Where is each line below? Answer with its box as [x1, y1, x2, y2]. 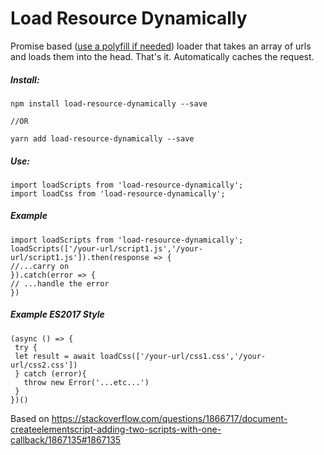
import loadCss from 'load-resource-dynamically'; [10, 188, 226, 199]
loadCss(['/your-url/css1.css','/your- [99, 351, 267, 361]
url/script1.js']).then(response [10, 252, 150, 262]
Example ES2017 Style [10, 308, 105, 321]
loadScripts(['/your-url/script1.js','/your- [10, 243, 203, 254]
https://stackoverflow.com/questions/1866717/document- [51, 412, 288, 424]
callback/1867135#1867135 [10, 433, 122, 446]
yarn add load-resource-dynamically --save [10, 133, 195, 144]
